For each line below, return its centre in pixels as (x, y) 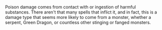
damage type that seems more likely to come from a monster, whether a (78, 17)
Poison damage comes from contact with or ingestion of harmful (71, 7)
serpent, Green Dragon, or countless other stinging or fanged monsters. (78, 22)
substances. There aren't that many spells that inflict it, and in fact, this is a (81, 12)
